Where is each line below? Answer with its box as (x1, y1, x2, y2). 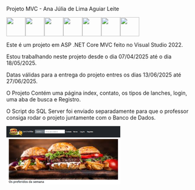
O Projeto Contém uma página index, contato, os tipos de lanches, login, (6, 89, 187, 97)
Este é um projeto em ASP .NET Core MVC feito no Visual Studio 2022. (6, 41, 183, 48)
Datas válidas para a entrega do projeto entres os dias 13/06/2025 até (6, 71, 182, 78)
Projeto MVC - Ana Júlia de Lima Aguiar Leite (6, 5, 120, 12)
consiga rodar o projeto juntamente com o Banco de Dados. (6, 114, 156, 121)
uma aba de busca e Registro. (6, 96, 81, 103)
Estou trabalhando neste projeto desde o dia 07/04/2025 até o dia (6, 53, 172, 60)
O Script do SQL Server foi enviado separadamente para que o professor (6, 107, 189, 115)
